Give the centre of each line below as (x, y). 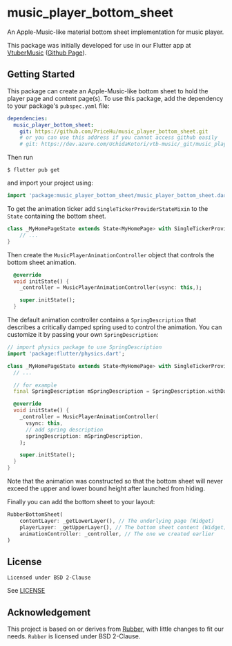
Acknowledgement (49, 612)
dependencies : (28, 118)
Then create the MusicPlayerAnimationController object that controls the (111, 255)
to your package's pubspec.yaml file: (58, 106)
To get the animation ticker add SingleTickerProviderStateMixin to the (108, 209)
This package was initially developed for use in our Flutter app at (99, 45)
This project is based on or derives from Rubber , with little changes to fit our (116, 629)
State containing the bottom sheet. (57, 216)
